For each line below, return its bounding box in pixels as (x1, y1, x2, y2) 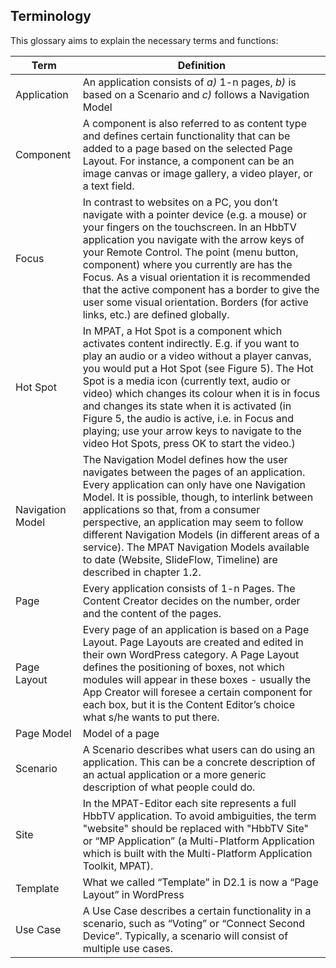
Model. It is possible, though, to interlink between (82, 490, 314, 504)
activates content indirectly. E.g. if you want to (82, 336, 300, 350)
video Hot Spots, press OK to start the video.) (82, 436, 296, 450)
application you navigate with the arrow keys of (82, 232, 305, 246)
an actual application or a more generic (82, 767, 267, 781)
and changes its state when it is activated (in (82, 399, 292, 413)
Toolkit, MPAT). (82, 859, 154, 873)
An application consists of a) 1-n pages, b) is (82, 75, 297, 89)
